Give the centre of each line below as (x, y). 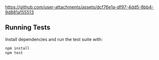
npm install (17, 48)
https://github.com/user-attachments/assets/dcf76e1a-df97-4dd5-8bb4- (79, 7)
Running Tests (28, 28)
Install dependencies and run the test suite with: (54, 39)
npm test (14, 53)
